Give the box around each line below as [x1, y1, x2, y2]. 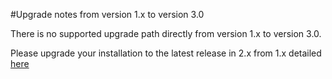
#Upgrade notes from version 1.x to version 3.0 [10, 9, 205, 20]
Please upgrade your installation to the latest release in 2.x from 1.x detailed [10, 47, 322, 59]
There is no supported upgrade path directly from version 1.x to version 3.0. [10, 28, 322, 39]
